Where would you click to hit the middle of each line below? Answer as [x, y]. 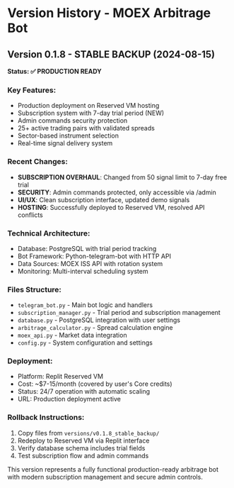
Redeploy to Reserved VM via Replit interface [83, 440]
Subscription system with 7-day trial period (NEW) [91, 113]
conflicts [30, 215]
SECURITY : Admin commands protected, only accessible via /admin [117, 192]
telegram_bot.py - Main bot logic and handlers [85, 305]
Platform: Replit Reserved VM [60, 377]
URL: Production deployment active [69, 399]
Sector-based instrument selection [68, 135]
